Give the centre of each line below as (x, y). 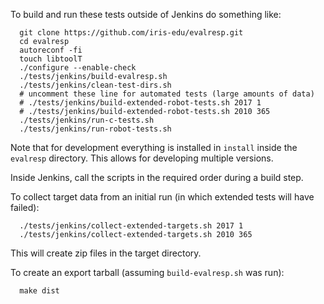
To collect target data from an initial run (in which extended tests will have (162, 197)
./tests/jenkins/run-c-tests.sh (87, 120)
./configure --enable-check (78, 68)
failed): (25, 207)
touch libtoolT (51, 59)
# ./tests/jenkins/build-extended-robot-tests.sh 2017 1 (140, 103)
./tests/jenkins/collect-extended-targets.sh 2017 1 (131, 226)
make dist (39, 291)
